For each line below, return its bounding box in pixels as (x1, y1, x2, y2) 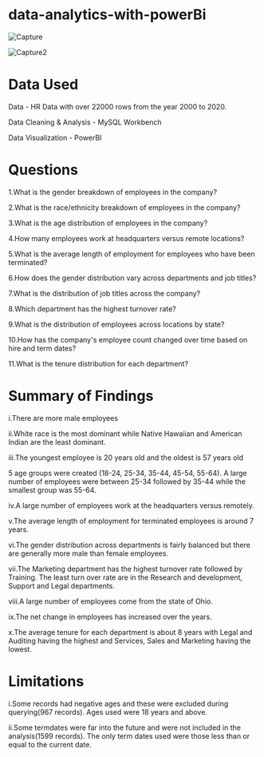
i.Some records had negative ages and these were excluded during (8, 699, 229, 708)
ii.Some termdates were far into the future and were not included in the (8, 723, 242, 732)
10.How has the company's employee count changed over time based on (8, 335, 248, 344)
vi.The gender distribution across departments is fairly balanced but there (8, 540, 251, 549)
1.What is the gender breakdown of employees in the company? (8, 187, 218, 196)
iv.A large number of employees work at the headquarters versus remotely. (8, 501, 254, 510)
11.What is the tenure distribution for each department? (8, 359, 189, 368)
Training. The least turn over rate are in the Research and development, (8, 573, 243, 582)
